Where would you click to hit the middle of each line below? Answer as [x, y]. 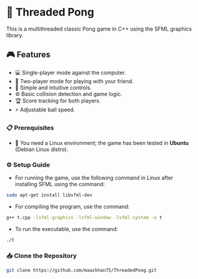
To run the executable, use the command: [66, 229]
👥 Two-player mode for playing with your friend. [74, 81]
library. [15, 35]
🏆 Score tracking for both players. [58, 101]
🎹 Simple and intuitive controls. [53, 87]
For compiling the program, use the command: [72, 207]
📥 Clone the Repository [41, 256]
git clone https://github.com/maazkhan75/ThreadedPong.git [82, 271]
